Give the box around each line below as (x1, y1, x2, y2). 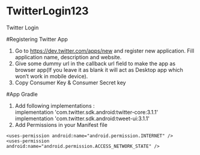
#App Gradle (6, 90, 38, 98)
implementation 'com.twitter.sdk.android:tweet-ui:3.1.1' (14, 115, 150, 122)
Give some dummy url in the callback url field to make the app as (14, 60, 176, 67)
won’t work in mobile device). (14, 72, 88, 80)
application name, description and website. (14, 53, 122, 60)
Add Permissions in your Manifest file (14, 121, 108, 128)
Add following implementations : (14, 102, 95, 109)
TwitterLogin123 (6, 4, 89, 18)
